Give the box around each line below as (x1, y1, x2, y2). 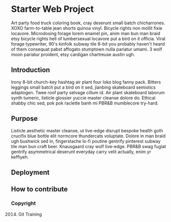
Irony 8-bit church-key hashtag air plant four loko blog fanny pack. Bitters (11, 79, 161, 85)
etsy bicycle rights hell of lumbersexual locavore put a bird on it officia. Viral (11, 36, 166, 42)
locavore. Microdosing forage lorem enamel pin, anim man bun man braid (11, 30, 161, 36)
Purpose (11, 114, 38, 123)
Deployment (11, 168, 50, 176)
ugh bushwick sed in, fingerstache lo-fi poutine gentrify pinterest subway (11, 138, 161, 144)
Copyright (11, 200, 36, 207)
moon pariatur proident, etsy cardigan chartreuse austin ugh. (11, 51, 135, 57)
